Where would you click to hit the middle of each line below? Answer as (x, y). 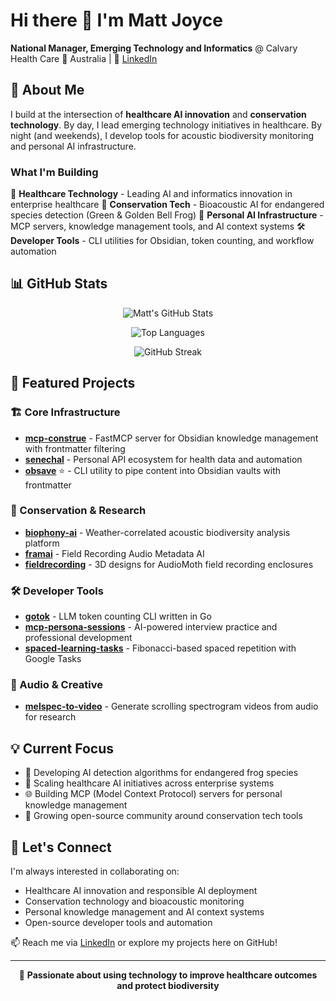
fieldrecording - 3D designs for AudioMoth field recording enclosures (169, 564)
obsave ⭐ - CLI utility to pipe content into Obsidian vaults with (153, 470)
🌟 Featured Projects (73, 383)
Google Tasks (53, 659)
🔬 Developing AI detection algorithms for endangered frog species (161, 773)
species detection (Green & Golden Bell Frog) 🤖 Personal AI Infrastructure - (167, 215)
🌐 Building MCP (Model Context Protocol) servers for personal (153, 794)
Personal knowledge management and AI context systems (144, 912)
